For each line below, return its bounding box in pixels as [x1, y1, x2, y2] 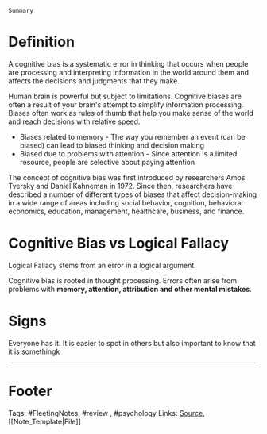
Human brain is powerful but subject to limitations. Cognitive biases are [8, 91, 242, 101]
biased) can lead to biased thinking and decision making [19, 140, 205, 150]
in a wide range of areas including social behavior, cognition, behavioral [8, 198, 244, 207]
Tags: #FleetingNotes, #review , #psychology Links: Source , [8, 408, 205, 417]
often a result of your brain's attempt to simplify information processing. [8, 99, 244, 109]
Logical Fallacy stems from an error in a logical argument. [8, 260, 196, 270]
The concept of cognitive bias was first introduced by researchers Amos [8, 172, 246, 182]
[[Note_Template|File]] [8, 417, 82, 426]
